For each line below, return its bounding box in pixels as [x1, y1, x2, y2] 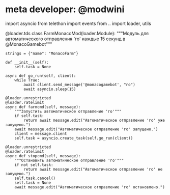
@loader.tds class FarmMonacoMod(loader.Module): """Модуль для [5, 30, 149, 36]
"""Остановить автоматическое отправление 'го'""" [14, 158, 124, 163]
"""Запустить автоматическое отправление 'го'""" [14, 108, 122, 114]
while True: [14, 77, 40, 82]
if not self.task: [14, 162, 53, 168]
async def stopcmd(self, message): [5, 153, 81, 158]
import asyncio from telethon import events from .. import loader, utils [5, 20, 151, 26]
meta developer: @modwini [5, 4, 125, 15]
